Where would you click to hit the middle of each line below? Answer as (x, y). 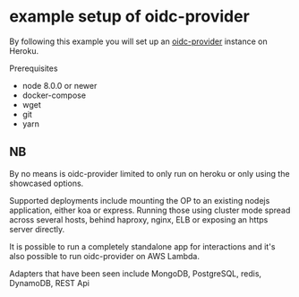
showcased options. (47, 183)
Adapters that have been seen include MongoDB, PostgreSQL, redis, (136, 273)
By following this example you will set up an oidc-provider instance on (138, 41)
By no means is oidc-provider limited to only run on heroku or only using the (149, 173)
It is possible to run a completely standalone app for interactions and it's (142, 246)
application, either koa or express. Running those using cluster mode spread (150, 210)
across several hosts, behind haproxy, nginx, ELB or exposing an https (139, 219)
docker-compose (54, 95)
